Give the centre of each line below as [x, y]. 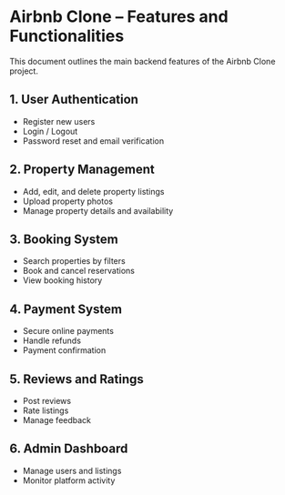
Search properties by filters [74, 261]
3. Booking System [64, 239]
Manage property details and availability [98, 210]
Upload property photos [68, 201]
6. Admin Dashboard [69, 449]
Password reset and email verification [93, 141]
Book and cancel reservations [78, 271]
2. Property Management [82, 170]
